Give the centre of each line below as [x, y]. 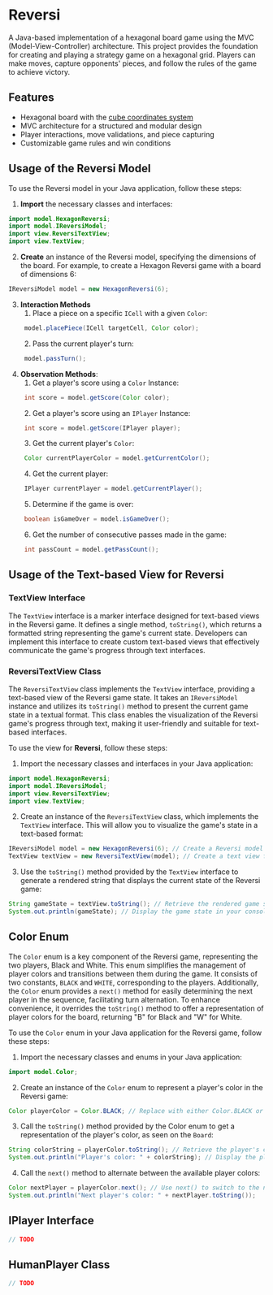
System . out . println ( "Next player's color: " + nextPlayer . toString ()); [132, 1196]
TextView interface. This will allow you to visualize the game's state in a [139, 825]
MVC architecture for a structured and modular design [111, 126]
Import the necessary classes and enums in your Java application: [131, 1057]
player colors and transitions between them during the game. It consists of [133, 973]
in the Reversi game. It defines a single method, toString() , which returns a [135, 624]
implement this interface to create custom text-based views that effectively [134, 641]
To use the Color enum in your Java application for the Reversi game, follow [135, 1033]
